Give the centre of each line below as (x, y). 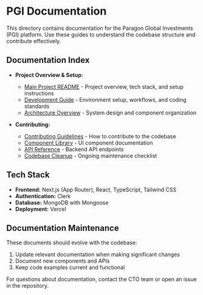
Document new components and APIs (62, 261)
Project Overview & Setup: (49, 75)
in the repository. (28, 286)
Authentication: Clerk (43, 196)
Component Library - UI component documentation (88, 143)
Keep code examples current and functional (70, 268)
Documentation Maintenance (63, 228)
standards (37, 106)
